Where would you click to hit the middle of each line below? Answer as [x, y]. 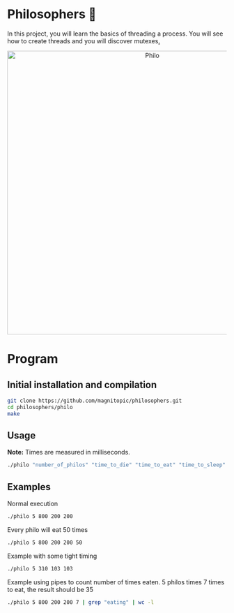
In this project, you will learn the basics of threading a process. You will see [115, 34]
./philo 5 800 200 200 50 [45, 542]
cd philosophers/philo [40, 407]
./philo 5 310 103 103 [40, 568]
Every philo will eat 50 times [48, 529]
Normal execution [33, 504]
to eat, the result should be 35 [50, 589]
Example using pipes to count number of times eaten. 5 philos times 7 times [116, 582]
